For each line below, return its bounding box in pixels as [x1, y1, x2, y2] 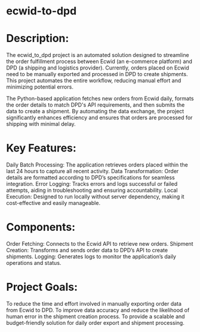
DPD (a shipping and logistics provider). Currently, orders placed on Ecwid [6, 64, 189, 71]
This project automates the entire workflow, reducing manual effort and [6, 77, 181, 84]
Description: [6, 32, 69, 46]
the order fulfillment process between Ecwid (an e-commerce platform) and [6, 58, 193, 65]
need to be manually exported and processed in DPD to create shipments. [6, 71, 188, 78]
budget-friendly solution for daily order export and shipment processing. [6, 319, 185, 326]
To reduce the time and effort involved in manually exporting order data [6, 300, 182, 307]
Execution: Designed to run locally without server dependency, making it [6, 193, 184, 200]
